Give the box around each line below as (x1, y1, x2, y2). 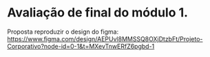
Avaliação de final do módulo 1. (7, 5, 188, 21)
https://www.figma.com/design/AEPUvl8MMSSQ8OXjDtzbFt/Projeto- (7, 34, 203, 43)
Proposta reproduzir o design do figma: (7, 27, 119, 36)
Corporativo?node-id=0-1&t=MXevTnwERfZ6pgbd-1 (7, 42, 155, 50)
